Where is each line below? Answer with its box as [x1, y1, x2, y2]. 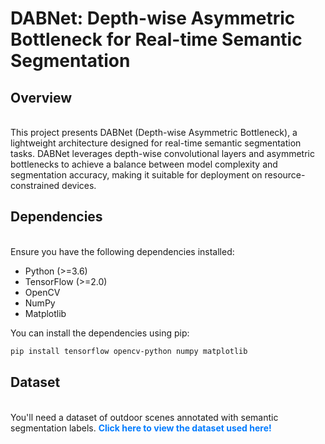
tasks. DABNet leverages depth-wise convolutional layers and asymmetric [10, 148, 315, 159]
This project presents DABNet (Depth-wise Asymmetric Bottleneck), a [10, 127, 298, 138]
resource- [264, 169, 306, 181]
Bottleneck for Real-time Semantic [10, 28, 303, 51]
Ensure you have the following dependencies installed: [10, 245, 235, 257]
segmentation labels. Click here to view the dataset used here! [10, 422, 272, 434]
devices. [61, 180, 97, 191]
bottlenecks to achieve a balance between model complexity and [10, 158, 278, 170]
